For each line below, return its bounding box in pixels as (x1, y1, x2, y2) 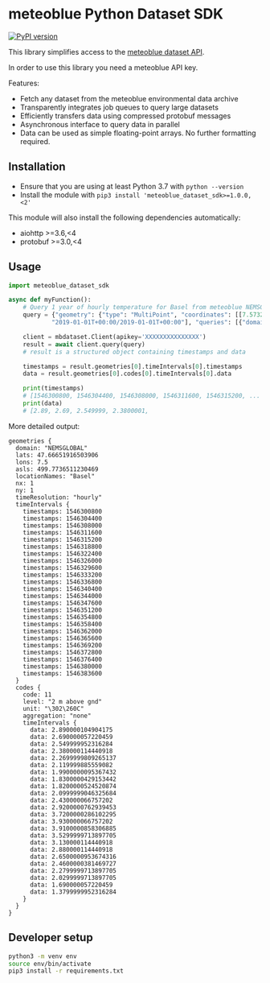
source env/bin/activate (8, 960, 92, 968)
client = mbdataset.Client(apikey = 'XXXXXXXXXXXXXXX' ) (22, 332, 207, 341)
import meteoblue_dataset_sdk (8, 281, 110, 290)
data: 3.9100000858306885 (29, 824, 117, 832)
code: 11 (22, 690, 52, 699)
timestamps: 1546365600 (22, 634, 103, 642)
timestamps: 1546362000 (22, 627, 103, 635)
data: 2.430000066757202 (29, 796, 113, 804)
